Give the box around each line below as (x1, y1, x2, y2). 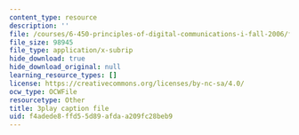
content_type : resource (9, 12, 98, 22)
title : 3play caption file (9, 104, 109, 113)
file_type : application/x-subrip (9, 46, 133, 55)
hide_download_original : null (9, 63, 122, 72)
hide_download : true (9, 54, 86, 63)
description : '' (9, 21, 69, 30)
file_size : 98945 (9, 37, 74, 47)
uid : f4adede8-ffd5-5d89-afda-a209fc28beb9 (9, 112, 174, 121)
